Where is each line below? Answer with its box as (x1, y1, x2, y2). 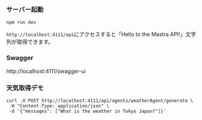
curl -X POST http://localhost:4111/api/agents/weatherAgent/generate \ (6, 98, 194, 104)
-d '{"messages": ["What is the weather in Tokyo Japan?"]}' (8, 108, 166, 114)
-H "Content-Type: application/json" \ (8, 103, 110, 109)
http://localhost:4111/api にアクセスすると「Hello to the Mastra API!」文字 (6, 31, 197, 38)
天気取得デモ (6, 83, 44, 92)
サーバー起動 (6, 5, 44, 13)
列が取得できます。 (6, 38, 54, 46)
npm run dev (6, 19, 36, 25)
